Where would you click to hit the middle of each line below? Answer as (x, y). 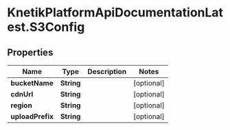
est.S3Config (46, 27)
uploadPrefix (32, 116)
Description (107, 71)
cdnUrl (22, 94)
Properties (30, 52)
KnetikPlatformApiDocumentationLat (115, 13)
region (21, 105)
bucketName (32, 83)
